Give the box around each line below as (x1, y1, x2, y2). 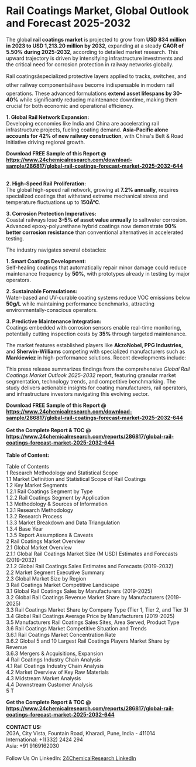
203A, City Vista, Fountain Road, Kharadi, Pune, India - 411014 (6, 729, 156, 737)
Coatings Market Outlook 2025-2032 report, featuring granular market (6, 371, 177, 379)
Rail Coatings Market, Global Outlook (6, 4, 189, 18)
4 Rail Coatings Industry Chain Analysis (6, 656, 101, 663)
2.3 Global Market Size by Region (6, 575, 87, 582)
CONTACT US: (6, 723, 42, 731)
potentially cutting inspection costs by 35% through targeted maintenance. (6, 330, 187, 337)
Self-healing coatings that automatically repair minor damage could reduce (6, 264, 187, 271)
